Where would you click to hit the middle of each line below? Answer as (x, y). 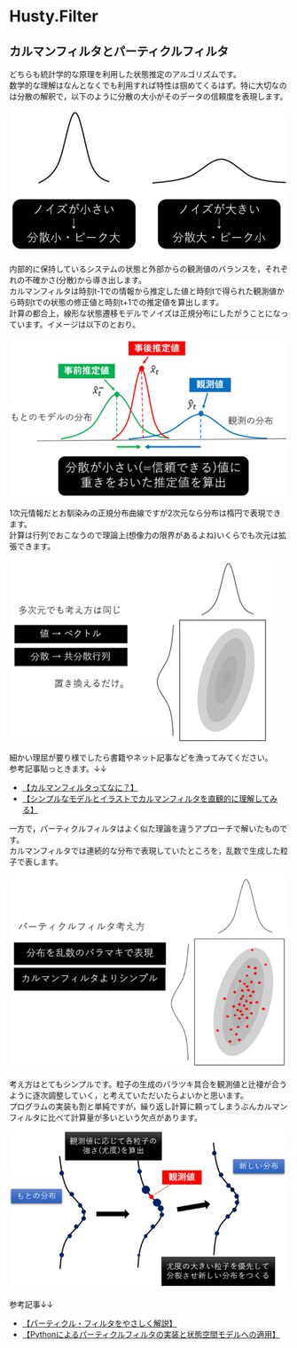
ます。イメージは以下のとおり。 (82, 325)
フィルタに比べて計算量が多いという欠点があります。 (106, 1118)
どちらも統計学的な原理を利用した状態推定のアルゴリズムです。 (125, 74)
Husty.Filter (54, 16)
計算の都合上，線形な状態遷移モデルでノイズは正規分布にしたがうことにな (145, 313)
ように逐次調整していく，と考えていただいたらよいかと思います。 (129, 1096)
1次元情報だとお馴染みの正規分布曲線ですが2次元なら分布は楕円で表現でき (145, 513)
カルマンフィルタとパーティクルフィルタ (119, 51)
